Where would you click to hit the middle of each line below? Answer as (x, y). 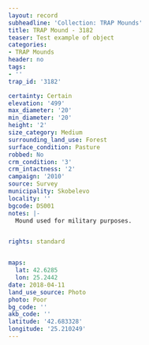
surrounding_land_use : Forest (58, 140)
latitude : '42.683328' (45, 322)
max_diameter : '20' (40, 111)
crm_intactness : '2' (42, 169)
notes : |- (24, 213)
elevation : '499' (37, 103)
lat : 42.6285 (37, 270)
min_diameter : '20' (40, 118)
